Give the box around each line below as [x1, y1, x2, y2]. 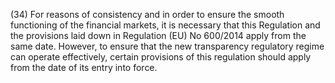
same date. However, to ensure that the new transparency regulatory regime [10, 40, 325, 52]
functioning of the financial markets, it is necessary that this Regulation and [10, 19, 321, 31]
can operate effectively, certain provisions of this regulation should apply [10, 51, 312, 63]
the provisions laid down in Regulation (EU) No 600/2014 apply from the [10, 30, 307, 41]
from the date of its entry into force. [10, 62, 158, 73]
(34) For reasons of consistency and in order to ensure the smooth [10, 9, 285, 20]
